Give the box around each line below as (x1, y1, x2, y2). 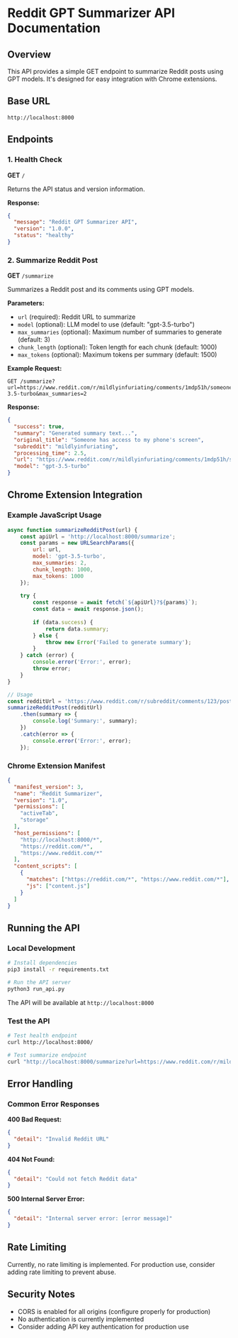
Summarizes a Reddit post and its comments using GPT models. (7, 285, 195, 294)
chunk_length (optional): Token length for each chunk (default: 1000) (17, 343, 217, 352)
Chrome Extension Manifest (7, 761, 106, 771)
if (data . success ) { (33, 619, 93, 626)
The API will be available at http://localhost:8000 (7, 998, 154, 1006)
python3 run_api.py (7, 985, 65, 992)
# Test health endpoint (7, 1032, 78, 1039)
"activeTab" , (20, 810, 59, 817)
